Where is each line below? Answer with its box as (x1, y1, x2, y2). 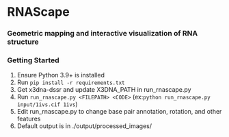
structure (7, 37, 39, 47)
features (16, 114, 41, 123)
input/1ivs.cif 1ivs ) (16, 100, 78, 108)
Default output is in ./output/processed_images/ (16, 122, 152, 130)
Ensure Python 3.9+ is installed (16, 71, 105, 79)
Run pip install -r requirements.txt (16, 78, 125, 86)
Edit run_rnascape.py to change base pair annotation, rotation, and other (16, 108, 222, 116)
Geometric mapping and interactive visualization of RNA (7, 29, 198, 38)
